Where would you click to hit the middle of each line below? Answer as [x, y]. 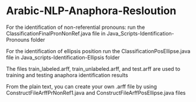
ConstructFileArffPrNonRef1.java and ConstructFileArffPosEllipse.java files [96, 93]
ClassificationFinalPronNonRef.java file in [56, 33]
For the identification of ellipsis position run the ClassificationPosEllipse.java [98, 51]
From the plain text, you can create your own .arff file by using [82, 86]
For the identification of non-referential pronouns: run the [76, 27]
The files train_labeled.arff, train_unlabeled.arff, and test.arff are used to [93, 68]
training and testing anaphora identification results [67, 75]
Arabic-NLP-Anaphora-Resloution [91, 11]
